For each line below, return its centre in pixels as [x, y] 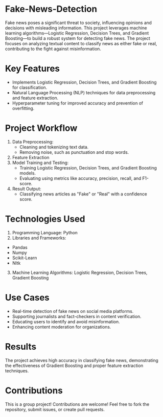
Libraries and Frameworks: [39, 238]
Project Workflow [41, 128]
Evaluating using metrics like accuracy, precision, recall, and [80, 178]
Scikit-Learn [24, 258]
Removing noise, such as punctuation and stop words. [74, 152]
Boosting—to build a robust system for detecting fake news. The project [78, 38]
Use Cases [27, 297]
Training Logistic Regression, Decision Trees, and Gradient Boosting [88, 167]
